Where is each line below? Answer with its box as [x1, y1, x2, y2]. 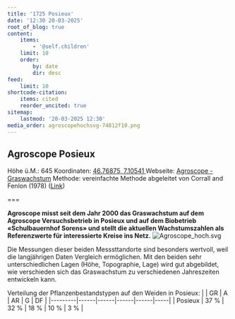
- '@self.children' [32, 43, 90, 50]
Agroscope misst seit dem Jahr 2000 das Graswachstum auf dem [7, 209, 205, 217]
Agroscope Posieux [7, 148, 95, 159]
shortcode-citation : [7, 89, 68, 96]
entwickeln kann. [7, 275, 57, 284]
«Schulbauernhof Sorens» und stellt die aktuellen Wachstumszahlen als [7, 224, 224, 233]
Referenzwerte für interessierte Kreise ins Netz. [7, 231, 151, 240]
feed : [7, 76, 23, 83]
